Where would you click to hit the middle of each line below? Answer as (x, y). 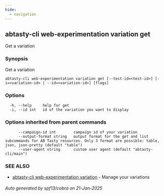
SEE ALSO (17, 166)
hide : (11, 10)
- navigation (23, 14)
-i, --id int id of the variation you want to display (69, 110)
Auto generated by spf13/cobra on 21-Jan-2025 (54, 188)
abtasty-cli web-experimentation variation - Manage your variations (81, 177)
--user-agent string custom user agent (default (75, 150)
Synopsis (16, 59)
